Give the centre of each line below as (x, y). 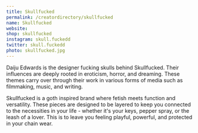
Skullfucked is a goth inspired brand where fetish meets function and (91, 98)
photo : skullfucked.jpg (36, 51)
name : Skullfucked (29, 23)
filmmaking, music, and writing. (45, 86)
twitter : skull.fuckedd (36, 45)
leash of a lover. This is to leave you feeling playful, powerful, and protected (99, 117)
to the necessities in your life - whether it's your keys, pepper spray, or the (98, 110)
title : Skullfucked (30, 12)
